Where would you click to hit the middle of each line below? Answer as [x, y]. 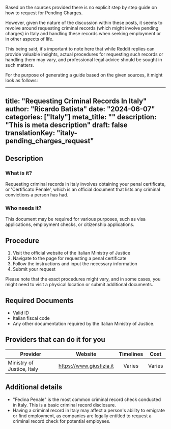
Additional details [34, 387]
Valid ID [21, 313]
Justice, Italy [23, 369]
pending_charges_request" [50, 141]
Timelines [131, 354]
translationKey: [30, 133]
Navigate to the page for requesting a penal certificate [69, 258]
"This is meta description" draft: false [67, 125]
